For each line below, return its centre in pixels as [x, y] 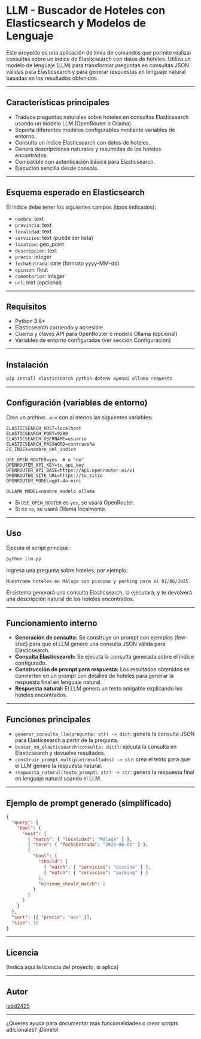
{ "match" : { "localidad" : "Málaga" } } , [80, 839]
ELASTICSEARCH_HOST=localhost [44, 428]
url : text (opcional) [38, 282]
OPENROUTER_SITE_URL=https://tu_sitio [54, 475]
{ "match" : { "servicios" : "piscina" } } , [98, 867]
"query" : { [25, 822]
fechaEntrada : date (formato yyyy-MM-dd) [67, 263]
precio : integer [33, 257]
